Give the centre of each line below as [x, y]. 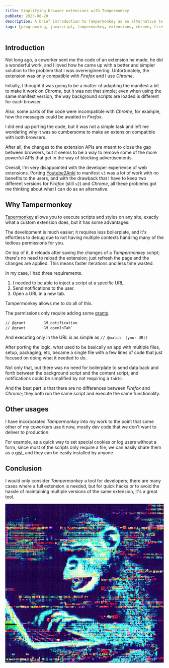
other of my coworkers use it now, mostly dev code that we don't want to [81, 427]
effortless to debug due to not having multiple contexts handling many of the [84, 237]
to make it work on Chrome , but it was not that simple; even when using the [83, 91]
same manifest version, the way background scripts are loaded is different [82, 96]
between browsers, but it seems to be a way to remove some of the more [81, 153]
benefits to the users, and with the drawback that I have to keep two [76, 178]
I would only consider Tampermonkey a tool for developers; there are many [83, 480]
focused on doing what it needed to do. [46, 357]
